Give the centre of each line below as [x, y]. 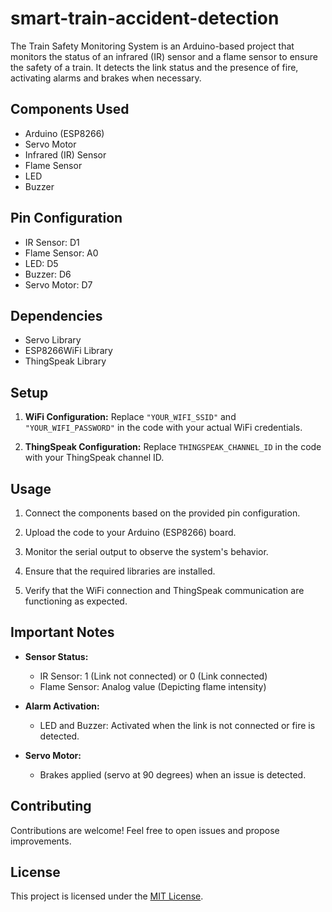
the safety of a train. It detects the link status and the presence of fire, [154, 67]
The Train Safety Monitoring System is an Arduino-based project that [152, 46]
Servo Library [53, 340]
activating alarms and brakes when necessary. [106, 78]
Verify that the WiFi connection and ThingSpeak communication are [164, 590]
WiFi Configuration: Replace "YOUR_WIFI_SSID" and [130, 417]
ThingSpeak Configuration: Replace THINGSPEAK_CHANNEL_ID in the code [173, 447]
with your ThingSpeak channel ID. [94, 458]
